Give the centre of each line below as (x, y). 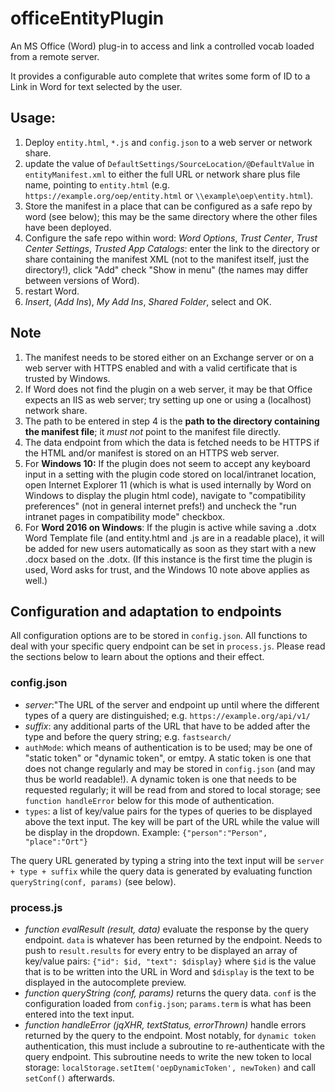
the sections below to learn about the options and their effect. (137, 657)
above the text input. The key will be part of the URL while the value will (172, 821)
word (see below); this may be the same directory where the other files (171, 216)
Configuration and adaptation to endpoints (146, 611)
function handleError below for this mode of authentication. (149, 800)
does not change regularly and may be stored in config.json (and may (170, 768)
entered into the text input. (79, 1014)
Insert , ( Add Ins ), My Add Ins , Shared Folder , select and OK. (148, 301)
